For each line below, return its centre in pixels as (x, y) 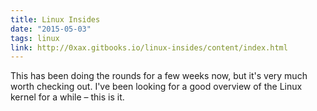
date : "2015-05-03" (51, 29)
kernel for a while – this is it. (67, 97)
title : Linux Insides (55, 19)
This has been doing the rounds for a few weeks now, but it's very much (159, 76)
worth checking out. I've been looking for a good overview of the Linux (156, 87)
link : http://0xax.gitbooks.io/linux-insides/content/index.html (149, 47)
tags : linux (35, 38)
